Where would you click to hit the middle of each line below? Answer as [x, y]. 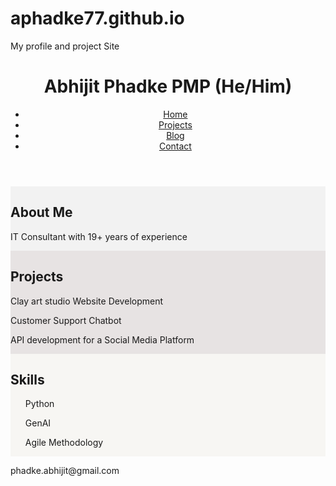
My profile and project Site [65, 46]
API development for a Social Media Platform [102, 339]
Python [39, 404]
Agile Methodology [64, 443]
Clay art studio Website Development [87, 301]
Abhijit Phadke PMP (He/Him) [168, 86]
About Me [41, 212]
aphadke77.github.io [97, 18]
